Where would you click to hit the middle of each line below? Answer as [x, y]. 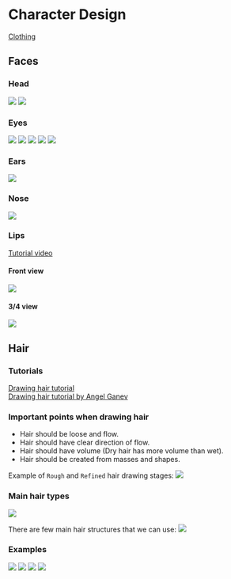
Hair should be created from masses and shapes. [100, 460]
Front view [26, 271]
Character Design [67, 15]
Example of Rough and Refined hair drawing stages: [91, 475]
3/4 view [23, 306]
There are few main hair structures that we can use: [92, 529]
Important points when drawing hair [78, 417]
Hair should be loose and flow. [69, 434]
